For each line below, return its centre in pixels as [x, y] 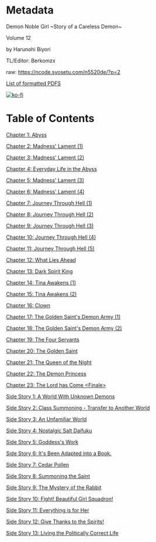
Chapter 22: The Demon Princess [46, 373]
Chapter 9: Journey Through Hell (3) [50, 225]
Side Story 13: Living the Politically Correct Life [62, 533]
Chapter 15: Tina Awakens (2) [41, 294]
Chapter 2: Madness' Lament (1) [45, 146]
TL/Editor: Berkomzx [31, 60]
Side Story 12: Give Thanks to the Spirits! [55, 521]
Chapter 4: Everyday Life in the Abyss [52, 169]
